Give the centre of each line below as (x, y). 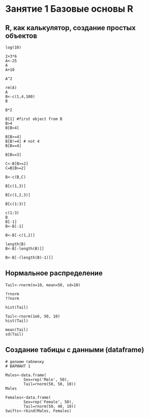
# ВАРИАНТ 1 (18, 366)
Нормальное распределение (54, 273)
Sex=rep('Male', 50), (47, 379)
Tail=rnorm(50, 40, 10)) (50, 406)
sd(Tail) (14, 334)
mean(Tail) (17, 330)
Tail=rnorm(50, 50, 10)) (50, 384)
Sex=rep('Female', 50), (49, 402)
